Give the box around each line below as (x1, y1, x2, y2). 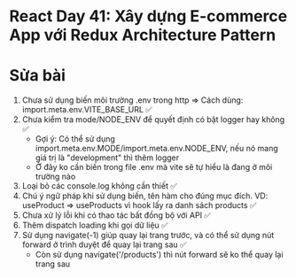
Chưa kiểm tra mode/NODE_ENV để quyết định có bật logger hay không (21, 114, 285, 125)
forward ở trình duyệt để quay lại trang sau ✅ (21, 239, 187, 250)
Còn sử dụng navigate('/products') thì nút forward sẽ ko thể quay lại (35, 250, 284, 260)
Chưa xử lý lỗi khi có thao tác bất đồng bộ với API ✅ (21, 210, 211, 220)
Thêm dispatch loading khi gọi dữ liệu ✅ (21, 220, 168, 231)
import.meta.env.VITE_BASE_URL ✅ (21, 104, 152, 115)
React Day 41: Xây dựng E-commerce (9, 6, 288, 27)
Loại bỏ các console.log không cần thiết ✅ (21, 181, 177, 191)
